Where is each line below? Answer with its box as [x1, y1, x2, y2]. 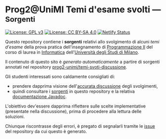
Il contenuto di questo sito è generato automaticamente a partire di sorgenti [5, 59, 160, 65]
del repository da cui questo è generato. [5, 128, 87, 134]
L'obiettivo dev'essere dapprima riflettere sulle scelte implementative [5, 103, 146, 109]
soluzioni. [5, 113, 25, 119]
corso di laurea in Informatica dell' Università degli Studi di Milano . [5, 49, 140, 55]
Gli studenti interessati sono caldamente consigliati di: [5, 73, 115, 79]
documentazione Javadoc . [12, 93, 67, 100]
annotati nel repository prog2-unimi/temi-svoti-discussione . [5, 64, 127, 70]
